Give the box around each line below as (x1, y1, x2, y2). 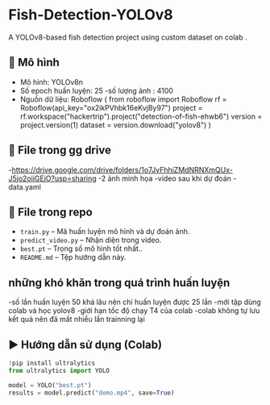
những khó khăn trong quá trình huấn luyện (8, 276, 231, 290)
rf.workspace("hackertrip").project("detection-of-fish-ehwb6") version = (19, 111, 263, 121)
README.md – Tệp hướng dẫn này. (19, 253, 127, 262)
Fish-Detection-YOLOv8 (8, 6, 173, 24)
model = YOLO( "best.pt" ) (8, 381, 92, 389)
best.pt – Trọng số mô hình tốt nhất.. (19, 244, 143, 253)
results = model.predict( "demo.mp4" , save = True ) (8, 389, 175, 397)
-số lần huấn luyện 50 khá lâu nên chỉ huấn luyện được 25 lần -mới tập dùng (8, 297, 262, 307)
